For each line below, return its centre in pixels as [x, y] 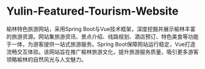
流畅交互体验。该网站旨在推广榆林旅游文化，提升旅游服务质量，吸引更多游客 [103, 52]
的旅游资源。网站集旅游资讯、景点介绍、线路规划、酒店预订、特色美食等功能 [103, 36]
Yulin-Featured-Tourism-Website [92, 11]
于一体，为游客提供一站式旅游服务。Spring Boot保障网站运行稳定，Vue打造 [101, 44]
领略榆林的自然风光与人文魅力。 [46, 59]
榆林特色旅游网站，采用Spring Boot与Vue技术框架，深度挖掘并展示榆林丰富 [101, 29]
